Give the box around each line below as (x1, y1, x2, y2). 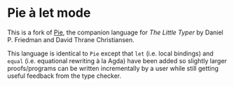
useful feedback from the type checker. (7, 72, 122, 80)
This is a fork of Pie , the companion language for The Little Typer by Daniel (7, 28, 223, 36)
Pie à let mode (7, 5, 91, 21)
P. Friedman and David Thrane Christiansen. (7, 35, 135, 43)
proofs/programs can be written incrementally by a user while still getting (7, 64, 219, 72)
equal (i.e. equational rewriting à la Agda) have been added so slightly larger (7, 56, 228, 65)
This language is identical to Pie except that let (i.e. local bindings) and (7, 49, 214, 58)
